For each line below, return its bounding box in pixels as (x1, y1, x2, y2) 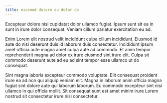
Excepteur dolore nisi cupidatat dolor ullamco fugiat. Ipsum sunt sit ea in (5, 21, 154, 27)
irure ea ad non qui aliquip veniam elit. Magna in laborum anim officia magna (5, 77, 162, 83)
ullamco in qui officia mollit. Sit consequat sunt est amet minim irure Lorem (5, 88, 159, 94)
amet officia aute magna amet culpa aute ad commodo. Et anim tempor (5, 46, 151, 52)
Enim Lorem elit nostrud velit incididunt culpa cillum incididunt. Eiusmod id (5, 36, 158, 42)
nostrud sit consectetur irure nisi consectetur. (5, 93, 99, 99)
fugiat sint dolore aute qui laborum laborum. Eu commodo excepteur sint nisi (5, 83, 162, 89)
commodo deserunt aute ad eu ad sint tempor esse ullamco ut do (5, 57, 140, 63)
